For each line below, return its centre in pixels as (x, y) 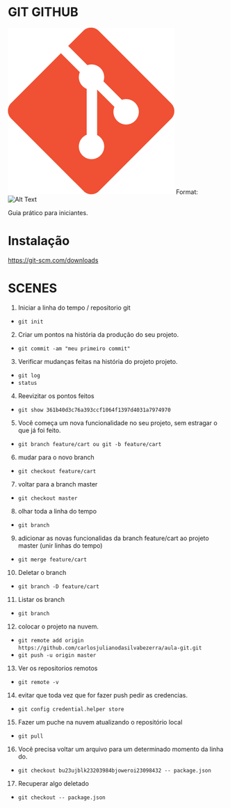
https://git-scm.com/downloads (53, 260)
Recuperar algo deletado (54, 783)
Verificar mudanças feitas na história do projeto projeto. (98, 361)
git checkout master (48, 498)
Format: (187, 191)
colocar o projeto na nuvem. (58, 626)
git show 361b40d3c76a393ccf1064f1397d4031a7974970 (94, 410)
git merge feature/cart (52, 560)
